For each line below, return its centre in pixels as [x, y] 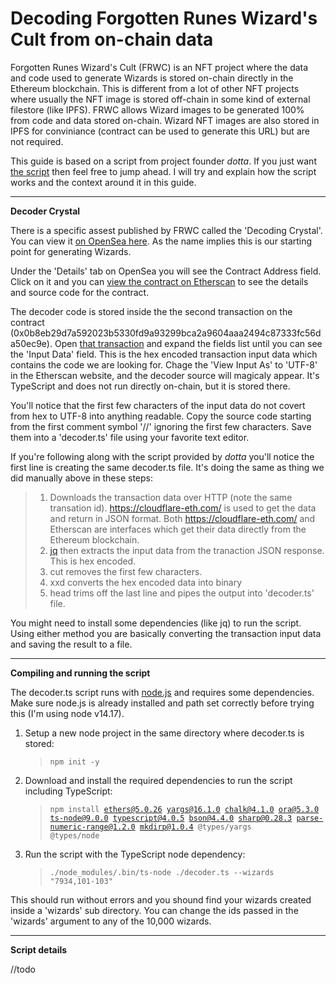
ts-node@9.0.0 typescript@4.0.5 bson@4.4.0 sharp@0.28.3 [171, 818]
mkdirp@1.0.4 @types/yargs [195, 827]
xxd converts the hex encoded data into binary [146, 582]
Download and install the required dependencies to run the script [158, 780]
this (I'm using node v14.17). [67, 713]
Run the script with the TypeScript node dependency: [135, 854]
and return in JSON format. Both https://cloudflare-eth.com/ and [182, 518]
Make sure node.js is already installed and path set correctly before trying [162, 703]
